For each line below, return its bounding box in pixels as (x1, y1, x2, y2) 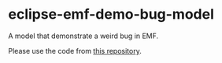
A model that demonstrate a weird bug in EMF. (8, 31, 159, 40)
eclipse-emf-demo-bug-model (8, 5, 215, 23)
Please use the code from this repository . (8, 46, 142, 55)
